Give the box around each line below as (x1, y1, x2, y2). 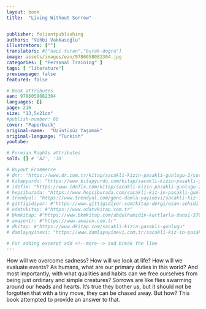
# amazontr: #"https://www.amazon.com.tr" (6, 218, 116, 224)
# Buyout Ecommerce (6, 166, 56, 173)
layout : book (6, 9, 40, 15)
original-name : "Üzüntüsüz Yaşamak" (6, 127, 103, 133)
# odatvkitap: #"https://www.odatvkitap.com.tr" (6, 206, 133, 213)
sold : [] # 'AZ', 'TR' (6, 155, 64, 162)
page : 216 (6, 105, 32, 111)
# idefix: (6, 184, 32, 190)
